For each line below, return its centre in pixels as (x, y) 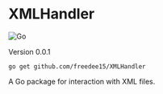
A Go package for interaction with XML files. (82, 81)
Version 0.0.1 (29, 51)
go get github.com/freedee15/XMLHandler (77, 66)
